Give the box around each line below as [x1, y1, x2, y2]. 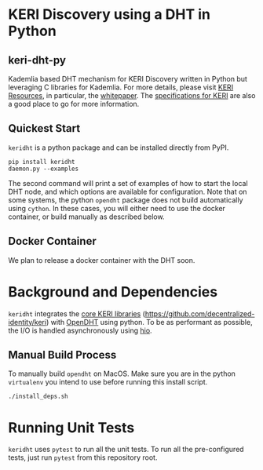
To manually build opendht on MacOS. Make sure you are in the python [8, 369, 236, 378]
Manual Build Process [8, 348, 117, 362]
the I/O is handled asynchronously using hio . [8, 326, 152, 335]
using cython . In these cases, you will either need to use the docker [8, 203, 226, 213]
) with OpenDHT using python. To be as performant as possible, [46, 317, 253, 326]
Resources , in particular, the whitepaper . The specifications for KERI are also [8, 91, 256, 100]
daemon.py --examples [8, 165, 79, 173]
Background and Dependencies [8, 282, 218, 301]
